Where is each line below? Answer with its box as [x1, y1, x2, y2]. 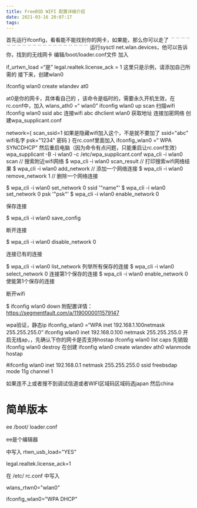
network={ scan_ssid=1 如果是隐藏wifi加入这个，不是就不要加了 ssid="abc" [6, 130, 189, 137]
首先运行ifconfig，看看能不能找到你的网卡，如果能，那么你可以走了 [6, 36, 169, 44]
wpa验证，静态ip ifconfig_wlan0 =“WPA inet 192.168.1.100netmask [6, 321, 165, 328]
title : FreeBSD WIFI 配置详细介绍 [6, 8, 85, 15]
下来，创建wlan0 [22, 71, 64, 78]
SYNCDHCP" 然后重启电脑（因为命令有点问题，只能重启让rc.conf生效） [6, 144, 181, 151]
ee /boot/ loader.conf [6, 423, 58, 430]
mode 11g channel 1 [6, 368, 54, 375]
